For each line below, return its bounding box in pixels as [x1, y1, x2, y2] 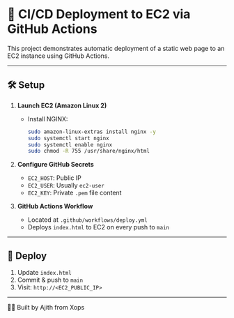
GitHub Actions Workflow [17, 202, 93, 211]
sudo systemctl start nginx [27, 135, 109, 142]
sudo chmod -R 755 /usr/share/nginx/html [27, 148, 150, 155]
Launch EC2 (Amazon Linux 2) [17, 101, 107, 109]
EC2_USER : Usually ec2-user [27, 181, 104, 190]
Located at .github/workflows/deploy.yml [27, 215, 148, 224]
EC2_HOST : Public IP [27, 174, 82, 182]
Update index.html [17, 268, 72, 277]
